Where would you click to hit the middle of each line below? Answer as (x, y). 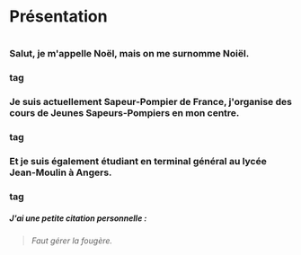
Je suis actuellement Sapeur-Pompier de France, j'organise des (150, 102)
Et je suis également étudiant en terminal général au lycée (138, 162)
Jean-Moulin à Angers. (61, 172)
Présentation (58, 17)
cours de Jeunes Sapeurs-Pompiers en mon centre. (124, 113)
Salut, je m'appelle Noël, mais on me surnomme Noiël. (129, 54)
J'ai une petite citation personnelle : (78, 218)
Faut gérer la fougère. (72, 241)
